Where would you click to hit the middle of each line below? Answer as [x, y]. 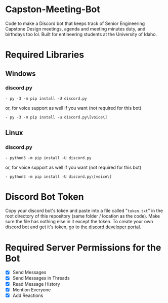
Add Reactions [28, 295]
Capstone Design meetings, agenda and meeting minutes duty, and [75, 28]
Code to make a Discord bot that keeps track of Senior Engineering [75, 23]
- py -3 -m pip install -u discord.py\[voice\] [56, 117]
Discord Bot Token [45, 196]
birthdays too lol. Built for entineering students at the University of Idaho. [81, 34]
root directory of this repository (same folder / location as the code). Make [83, 216]
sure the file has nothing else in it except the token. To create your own [79, 222]
